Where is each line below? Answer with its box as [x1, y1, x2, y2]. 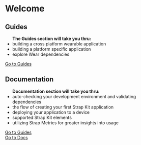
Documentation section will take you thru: [12, 88, 100, 94]
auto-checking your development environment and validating [12, 93, 136, 99]
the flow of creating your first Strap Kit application [12, 104, 114, 110]
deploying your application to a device [12, 109, 90, 115]
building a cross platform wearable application [12, 41, 107, 47]
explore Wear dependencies [12, 51, 70, 57]
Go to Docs [5, 134, 28, 141]
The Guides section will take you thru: [12, 36, 91, 41]
